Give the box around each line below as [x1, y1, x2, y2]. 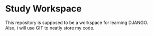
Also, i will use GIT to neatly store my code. [5, 24, 95, 30]
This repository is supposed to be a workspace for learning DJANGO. [5, 19, 148, 25]
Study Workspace [5, 3, 82, 14]
